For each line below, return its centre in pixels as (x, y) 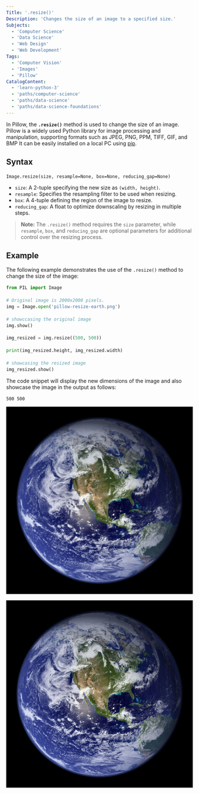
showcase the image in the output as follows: (61, 387)
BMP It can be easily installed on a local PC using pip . (72, 143)
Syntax (20, 162)
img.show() (20, 325)
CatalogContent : (26, 81)
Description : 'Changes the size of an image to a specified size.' (91, 19)
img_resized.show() (30, 369)
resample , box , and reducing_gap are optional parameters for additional (106, 230)
